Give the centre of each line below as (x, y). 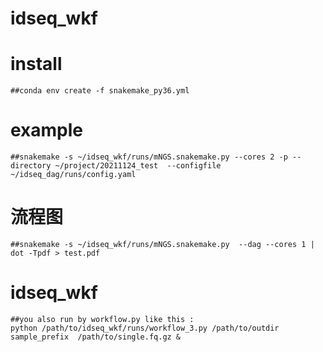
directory (31, 166)
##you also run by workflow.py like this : (102, 319)
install (36, 64)
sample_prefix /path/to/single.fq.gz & (96, 337)
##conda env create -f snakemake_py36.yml (100, 91)
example (47, 130)
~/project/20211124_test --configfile (138, 166)
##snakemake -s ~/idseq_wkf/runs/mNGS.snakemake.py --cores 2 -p (149, 157)
